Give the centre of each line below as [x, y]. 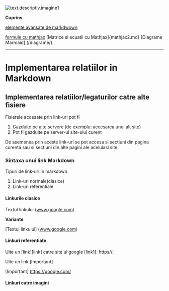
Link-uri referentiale [33, 186]
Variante [14, 219]
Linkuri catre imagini [27, 283]
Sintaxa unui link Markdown [40, 160]
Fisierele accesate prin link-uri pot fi [43, 117]
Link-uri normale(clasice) [38, 181]
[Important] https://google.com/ [38, 271]
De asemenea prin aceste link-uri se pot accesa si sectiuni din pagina [77, 142]
